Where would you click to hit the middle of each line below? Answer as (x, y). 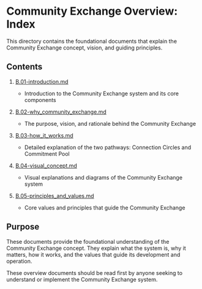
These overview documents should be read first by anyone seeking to (94, 273)
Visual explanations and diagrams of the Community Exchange (103, 177)
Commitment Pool (47, 153)
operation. (19, 261)
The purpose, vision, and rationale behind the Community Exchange (110, 123)
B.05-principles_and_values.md (54, 196)
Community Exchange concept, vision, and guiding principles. (84, 48)
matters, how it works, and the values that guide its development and (93, 254)
